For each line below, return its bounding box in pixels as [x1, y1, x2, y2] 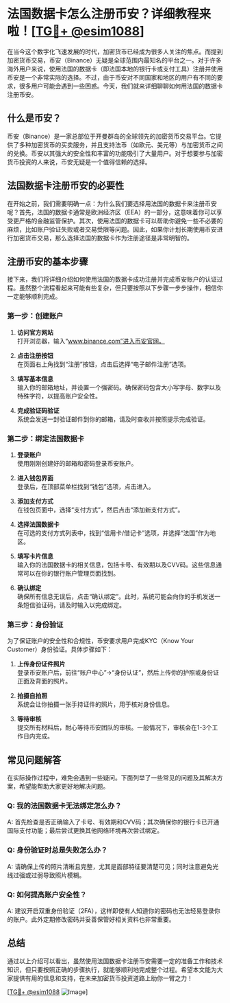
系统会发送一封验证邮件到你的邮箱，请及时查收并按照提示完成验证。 [16, 415, 209, 423]
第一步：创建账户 [7, 311, 64, 321]
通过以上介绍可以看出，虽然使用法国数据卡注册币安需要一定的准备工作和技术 [7, 956, 223, 965]
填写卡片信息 [16, 552, 53, 560]
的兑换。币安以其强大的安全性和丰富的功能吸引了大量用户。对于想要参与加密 [7, 149, 223, 157]
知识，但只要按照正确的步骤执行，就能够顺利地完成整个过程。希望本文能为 [7, 965, 217, 973]
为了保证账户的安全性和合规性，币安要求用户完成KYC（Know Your [7, 637, 194, 645]
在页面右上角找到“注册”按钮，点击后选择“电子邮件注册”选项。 [16, 360, 190, 368]
